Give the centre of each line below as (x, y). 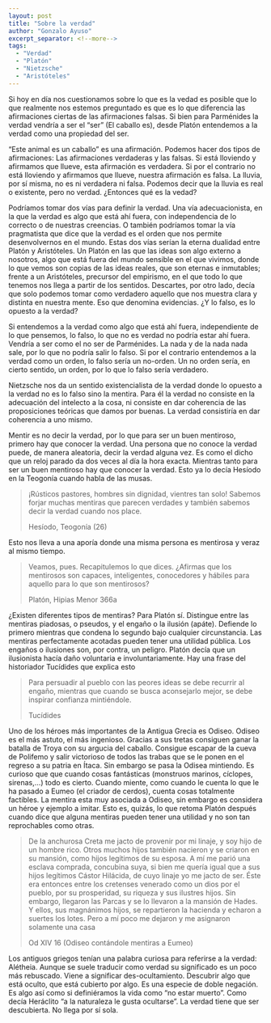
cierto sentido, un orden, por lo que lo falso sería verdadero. (108, 370)
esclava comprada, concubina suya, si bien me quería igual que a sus (144, 867)
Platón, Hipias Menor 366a (72, 599)
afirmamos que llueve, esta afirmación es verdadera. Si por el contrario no (132, 166)
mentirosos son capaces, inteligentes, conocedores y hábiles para (139, 575)
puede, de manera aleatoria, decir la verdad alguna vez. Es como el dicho (131, 452)
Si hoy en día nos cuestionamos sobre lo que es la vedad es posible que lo (133, 99)
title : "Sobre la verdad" (52, 23)
